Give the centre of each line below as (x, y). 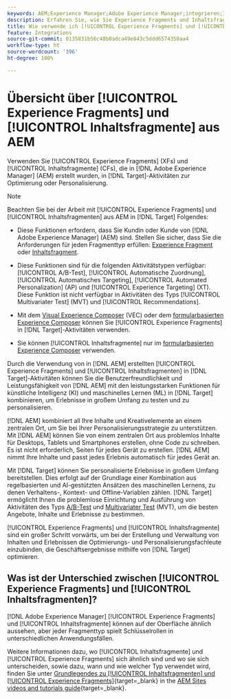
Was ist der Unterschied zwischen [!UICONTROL (113, 578)
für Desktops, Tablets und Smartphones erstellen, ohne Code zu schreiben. (114, 442)
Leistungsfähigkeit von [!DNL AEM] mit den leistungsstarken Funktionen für (114, 385)
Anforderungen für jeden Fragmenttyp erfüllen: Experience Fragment (115, 244)
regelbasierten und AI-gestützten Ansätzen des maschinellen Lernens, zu (111, 485)
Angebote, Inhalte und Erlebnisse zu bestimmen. (76, 514)
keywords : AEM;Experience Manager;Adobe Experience (82, 13)
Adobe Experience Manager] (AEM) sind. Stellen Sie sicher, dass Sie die (119, 237)
